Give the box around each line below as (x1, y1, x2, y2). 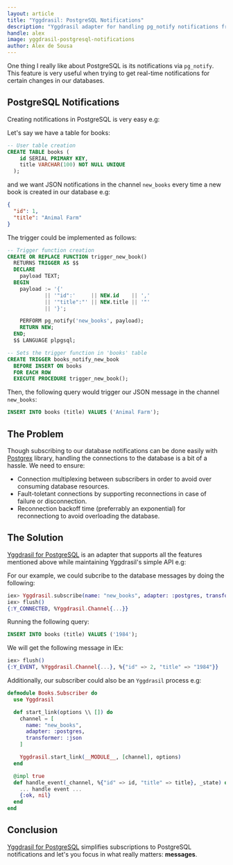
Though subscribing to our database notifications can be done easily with (7, 447, 218, 454)
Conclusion (7, 824, 58, 836)
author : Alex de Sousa (7, 42, 73, 49)
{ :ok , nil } (19, 792, 51, 799)
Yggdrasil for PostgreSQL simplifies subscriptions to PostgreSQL (7, 843, 192, 851)
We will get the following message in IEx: (7, 644, 123, 652)
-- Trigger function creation (7, 246, 95, 254)
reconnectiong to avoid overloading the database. (17, 512, 160, 520)
